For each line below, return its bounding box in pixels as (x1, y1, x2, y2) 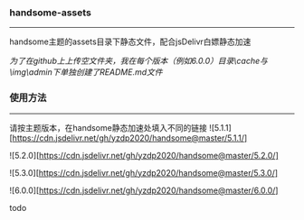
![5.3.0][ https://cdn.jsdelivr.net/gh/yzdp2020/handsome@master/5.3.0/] (9, 167, 279, 178)
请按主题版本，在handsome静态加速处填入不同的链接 (9, 122, 208, 133)
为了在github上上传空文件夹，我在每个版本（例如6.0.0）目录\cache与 (9, 56, 269, 67)
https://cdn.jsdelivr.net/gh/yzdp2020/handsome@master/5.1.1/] (12, 133, 248, 143)
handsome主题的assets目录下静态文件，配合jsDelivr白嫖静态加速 (9, 36, 252, 47)
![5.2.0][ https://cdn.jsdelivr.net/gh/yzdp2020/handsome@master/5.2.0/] (9, 150, 279, 160)
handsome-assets (9, 6, 92, 19)
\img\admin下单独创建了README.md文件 (9, 67, 163, 78)
